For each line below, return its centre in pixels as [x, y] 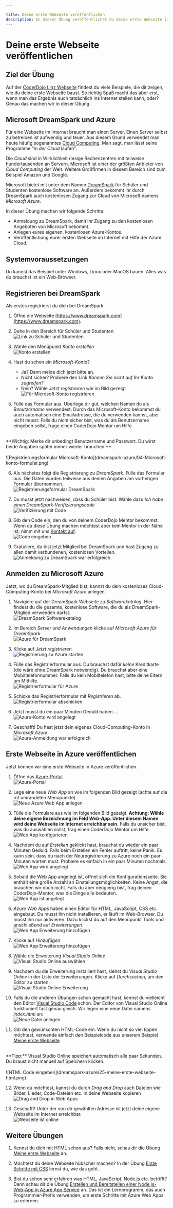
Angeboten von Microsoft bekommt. [51, 226]
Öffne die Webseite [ [35, 316]
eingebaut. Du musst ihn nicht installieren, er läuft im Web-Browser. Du [88, 914]
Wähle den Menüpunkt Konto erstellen [54, 346]
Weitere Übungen [35, 1135]
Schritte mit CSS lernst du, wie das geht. [56, 1169]
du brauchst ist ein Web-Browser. [41, 277]
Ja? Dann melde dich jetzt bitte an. [57, 372]
